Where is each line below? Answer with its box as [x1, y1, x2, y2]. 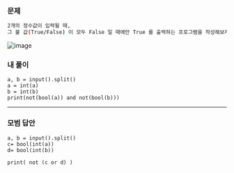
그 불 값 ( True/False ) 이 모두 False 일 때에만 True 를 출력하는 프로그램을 [7, 29, 203, 36]
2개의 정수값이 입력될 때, [7, 22, 71, 29]
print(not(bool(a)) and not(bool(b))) [7, 94, 120, 101]
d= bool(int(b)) [7, 147, 54, 154]
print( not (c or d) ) [7, 158, 73, 166]
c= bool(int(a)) [7, 140, 54, 147]
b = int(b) [7, 88, 39, 95]
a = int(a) [7, 82, 39, 90]
